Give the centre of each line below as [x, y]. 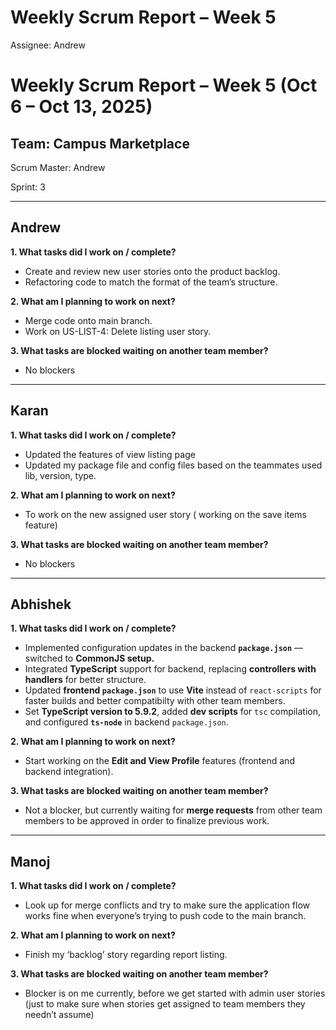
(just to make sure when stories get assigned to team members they [165, 1004]
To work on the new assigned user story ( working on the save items [165, 514]
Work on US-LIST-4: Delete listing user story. [118, 331]
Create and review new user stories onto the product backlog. [152, 271]
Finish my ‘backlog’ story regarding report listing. [126, 955]
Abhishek [41, 604]
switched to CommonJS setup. [89, 658]
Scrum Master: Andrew [58, 167]
